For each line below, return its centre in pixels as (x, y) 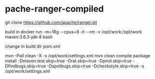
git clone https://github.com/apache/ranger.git (51, 22)
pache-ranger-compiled (54, 9)
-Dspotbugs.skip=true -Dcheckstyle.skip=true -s (95, 66)
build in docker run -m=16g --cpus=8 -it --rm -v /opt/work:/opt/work (74, 32)
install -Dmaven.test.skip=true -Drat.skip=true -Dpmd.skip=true (68, 61)
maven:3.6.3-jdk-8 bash (29, 37)
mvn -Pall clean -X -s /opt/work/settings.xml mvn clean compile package (78, 55)
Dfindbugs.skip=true (25, 66)
